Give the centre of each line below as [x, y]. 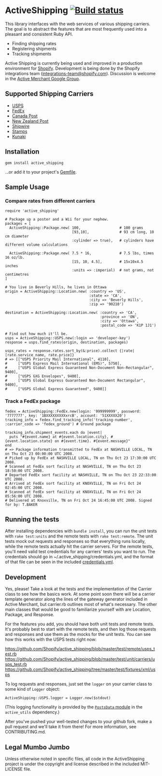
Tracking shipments [32, 54]
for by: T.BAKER [21, 505]
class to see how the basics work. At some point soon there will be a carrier [80, 594]
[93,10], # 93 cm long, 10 [113, 232]
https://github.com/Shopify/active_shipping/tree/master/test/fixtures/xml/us [80, 669]
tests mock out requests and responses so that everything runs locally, [75, 541]
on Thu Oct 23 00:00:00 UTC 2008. [40, 454]
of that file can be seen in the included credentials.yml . [60, 562]
